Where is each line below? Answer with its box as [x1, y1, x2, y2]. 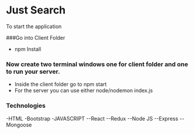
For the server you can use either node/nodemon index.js [14, 87, 153, 94]
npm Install [14, 45, 41, 53]
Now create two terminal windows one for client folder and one [6, 60, 188, 68]
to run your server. [6, 67, 60, 75]
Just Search [6, 4, 66, 17]
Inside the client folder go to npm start [14, 81, 107, 88]
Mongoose [6, 121, 32, 128]
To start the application [6, 23, 62, 30]
